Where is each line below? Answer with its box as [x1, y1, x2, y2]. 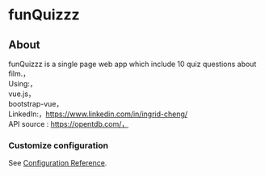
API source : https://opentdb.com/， [8, 119, 129, 128]
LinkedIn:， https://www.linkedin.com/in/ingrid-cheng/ [8, 109, 188, 119]
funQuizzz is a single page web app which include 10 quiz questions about [8, 59, 257, 69]
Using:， [8, 79, 38, 88]
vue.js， [8, 89, 36, 98]
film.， [8, 69, 31, 78]
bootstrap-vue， [8, 99, 64, 108]
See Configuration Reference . [8, 158, 107, 168]
